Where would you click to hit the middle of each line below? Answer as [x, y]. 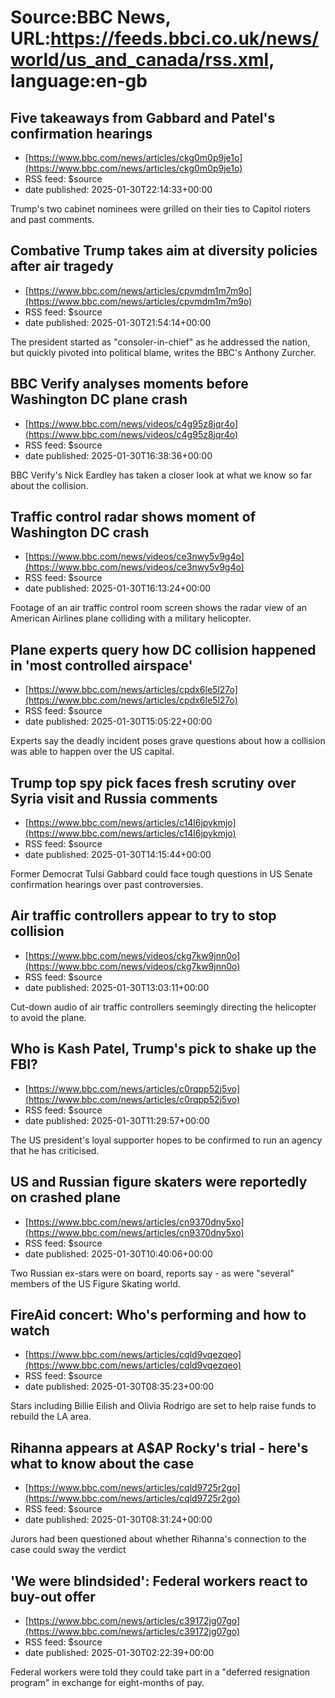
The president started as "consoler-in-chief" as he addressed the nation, [160, 342]
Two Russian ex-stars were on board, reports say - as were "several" [152, 1273]
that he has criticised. [55, 1150]
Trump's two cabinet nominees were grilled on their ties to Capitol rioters [160, 209]
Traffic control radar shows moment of [133, 517]
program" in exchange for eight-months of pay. [107, 1682]
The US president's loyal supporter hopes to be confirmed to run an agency [166, 1140]
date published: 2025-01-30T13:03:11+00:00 [117, 987]
